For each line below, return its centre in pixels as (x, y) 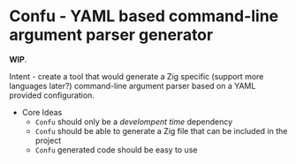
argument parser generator (111, 35)
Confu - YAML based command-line (144, 16)
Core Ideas (42, 112)
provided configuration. (52, 95)
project (48, 140)
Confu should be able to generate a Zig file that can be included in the (161, 130)
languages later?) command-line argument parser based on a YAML (133, 86)
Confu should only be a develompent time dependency (134, 122)
